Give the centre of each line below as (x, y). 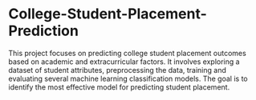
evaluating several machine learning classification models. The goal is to (128, 78)
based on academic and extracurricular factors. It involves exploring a (124, 62)
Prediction (43, 31)
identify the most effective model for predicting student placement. (119, 87)
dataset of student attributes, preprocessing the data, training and (117, 70)
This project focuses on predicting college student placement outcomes (127, 53)
